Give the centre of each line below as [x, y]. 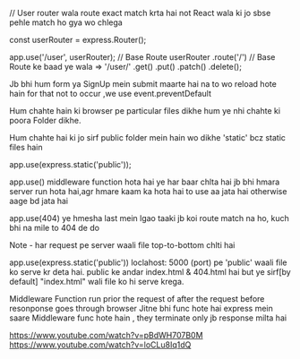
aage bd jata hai [39, 201]
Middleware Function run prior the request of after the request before [137, 299]
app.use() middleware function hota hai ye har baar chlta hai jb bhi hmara [145, 182]
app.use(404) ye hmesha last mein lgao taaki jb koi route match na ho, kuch [149, 218]
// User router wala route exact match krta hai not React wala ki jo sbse [140, 13]
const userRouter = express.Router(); [78, 40]
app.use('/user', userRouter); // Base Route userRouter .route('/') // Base [142, 57]
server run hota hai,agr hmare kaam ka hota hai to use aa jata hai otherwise [148, 191]
